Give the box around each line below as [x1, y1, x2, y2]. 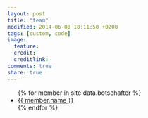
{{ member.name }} [17, 96, 74, 104]
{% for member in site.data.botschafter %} [17, 88, 142, 97]
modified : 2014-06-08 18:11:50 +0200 [7, 23, 118, 30]
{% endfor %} [17, 103, 58, 112]
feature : [13, 43, 39, 50]
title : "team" [7, 17, 49, 24]
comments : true [7, 63, 52, 70]
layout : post [7, 10, 46, 18]
